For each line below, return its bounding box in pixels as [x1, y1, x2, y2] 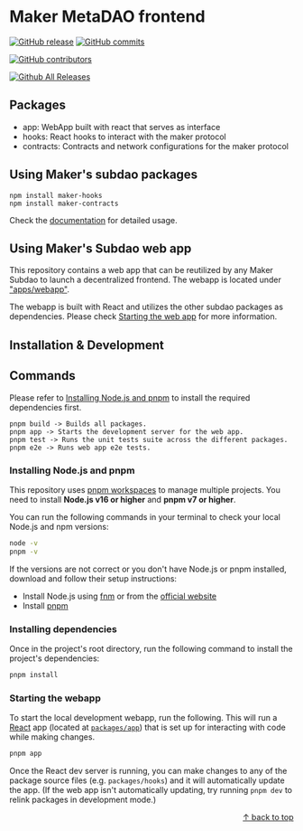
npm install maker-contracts [9, 199, 119, 208]
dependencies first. [9, 401, 82, 412]
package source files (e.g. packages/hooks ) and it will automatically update [9, 775, 286, 786]
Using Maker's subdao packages [9, 167, 198, 183]
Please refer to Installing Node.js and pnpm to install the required [9, 392, 251, 403]
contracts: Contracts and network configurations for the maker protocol [22, 140, 289, 151]
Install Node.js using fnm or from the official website [22, 590, 217, 601]
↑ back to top [243, 811, 294, 822]
